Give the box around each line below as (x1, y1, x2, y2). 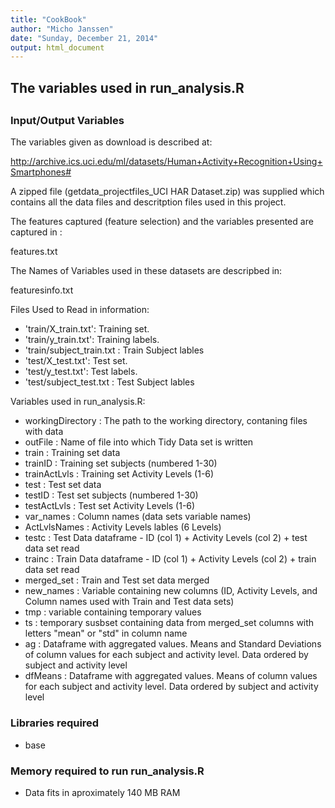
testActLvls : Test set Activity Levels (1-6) (24, 500, 196, 512)
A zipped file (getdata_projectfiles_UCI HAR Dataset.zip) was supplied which (10, 186, 325, 198)
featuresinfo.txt (10, 284, 74, 296)
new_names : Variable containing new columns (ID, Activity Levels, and (24, 585, 318, 597)
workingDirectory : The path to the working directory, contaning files (24, 415, 308, 427)
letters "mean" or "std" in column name (24, 627, 188, 640)
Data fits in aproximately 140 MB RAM (24, 787, 181, 798)
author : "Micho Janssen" (10, 24, 114, 34)
